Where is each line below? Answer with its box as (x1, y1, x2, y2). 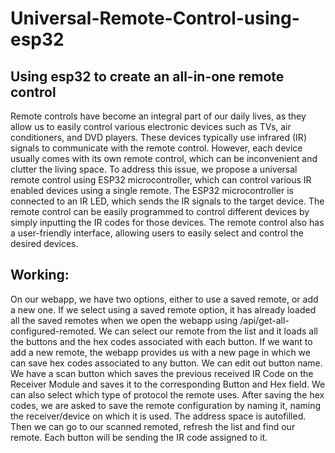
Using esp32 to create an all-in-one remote (10, 68, 285, 85)
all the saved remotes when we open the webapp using (10, 314, 238, 326)
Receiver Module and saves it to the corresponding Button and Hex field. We (10, 378, 326, 390)
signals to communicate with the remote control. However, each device (10, 142, 303, 154)
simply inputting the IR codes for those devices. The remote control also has (10, 217, 325, 228)
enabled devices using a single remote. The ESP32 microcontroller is (10, 185, 294, 196)
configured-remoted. (10, 325, 97, 337)
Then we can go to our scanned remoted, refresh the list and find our (10, 420, 296, 432)
